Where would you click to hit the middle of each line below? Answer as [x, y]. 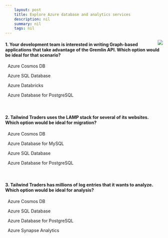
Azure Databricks [25, 85]
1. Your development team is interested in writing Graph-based [72, 44]
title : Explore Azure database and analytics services [72, 14]
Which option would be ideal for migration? [51, 122]
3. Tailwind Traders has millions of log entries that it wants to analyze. [79, 185]
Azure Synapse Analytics [33, 230]
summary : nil [28, 24]
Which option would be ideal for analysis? [49, 190]
